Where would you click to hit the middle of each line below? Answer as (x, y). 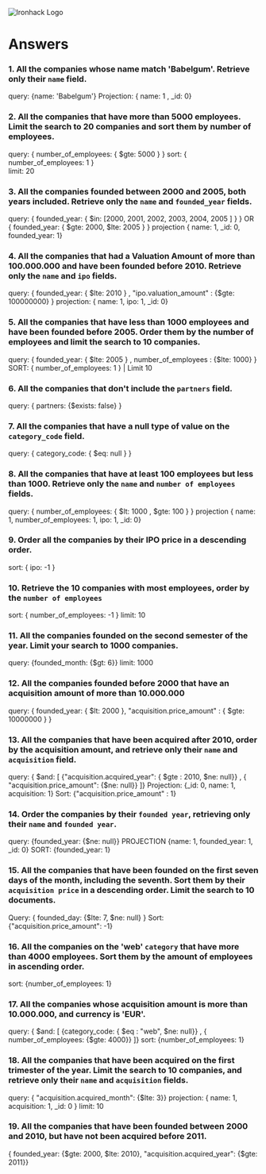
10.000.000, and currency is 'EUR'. (77, 1014)
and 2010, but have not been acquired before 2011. (108, 1137)
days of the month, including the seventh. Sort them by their (127, 880)
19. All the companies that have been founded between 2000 (128, 1126)
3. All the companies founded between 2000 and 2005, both (127, 191)
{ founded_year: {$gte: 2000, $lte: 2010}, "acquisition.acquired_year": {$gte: (133, 1153)
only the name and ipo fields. (63, 276)
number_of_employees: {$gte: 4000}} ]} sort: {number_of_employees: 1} (126, 1040)
